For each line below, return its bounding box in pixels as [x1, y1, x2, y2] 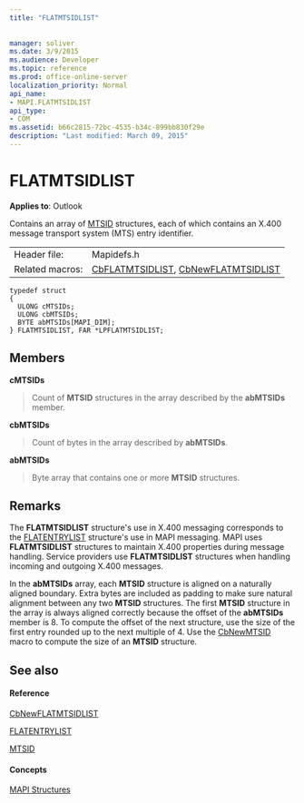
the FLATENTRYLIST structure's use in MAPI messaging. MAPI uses [9, 532, 263, 543]
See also [9, 662, 59, 678]
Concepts [9, 764, 47, 775]
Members [9, 350, 65, 366]
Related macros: [14, 262, 83, 275]
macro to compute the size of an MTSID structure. [9, 636, 198, 647]
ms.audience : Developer [9, 55, 100, 64]
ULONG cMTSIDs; [17, 301, 75, 311]
